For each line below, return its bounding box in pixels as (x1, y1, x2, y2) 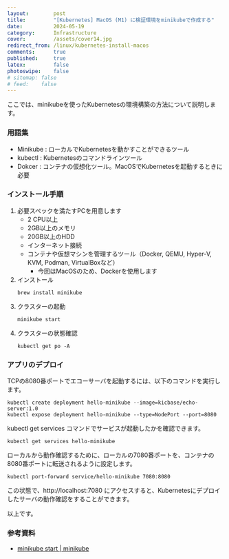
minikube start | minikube (17, 545, 89, 553)
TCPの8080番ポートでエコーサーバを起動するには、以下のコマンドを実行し (7, 377, 221, 385)
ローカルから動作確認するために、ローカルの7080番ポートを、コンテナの (7, 451, 215, 459)
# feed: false (7, 81, 57, 88)
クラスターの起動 (17, 302, 66, 310)
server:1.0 (7, 405, 39, 412)
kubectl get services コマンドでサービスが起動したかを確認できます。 (7, 425, 205, 433)
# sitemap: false (7, 74, 57, 81)
